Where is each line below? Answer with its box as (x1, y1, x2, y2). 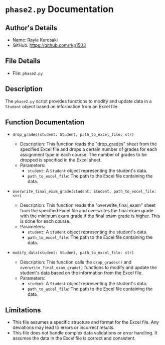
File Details (5, 57, 41, 65)
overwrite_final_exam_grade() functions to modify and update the (20, 265, 157, 271)
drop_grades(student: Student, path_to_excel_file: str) (12, 132, 134, 137)
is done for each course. (20, 218, 71, 224)
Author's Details (5, 24, 58, 32)
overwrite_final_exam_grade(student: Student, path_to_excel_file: (12, 189, 156, 194)
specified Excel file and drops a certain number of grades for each (20, 146, 157, 152)
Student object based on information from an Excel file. (5, 103, 119, 109)
